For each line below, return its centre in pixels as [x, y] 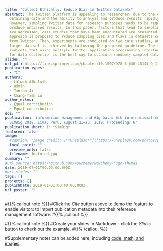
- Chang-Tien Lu [26, 95]
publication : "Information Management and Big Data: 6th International [79, 118]
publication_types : [25, 68]
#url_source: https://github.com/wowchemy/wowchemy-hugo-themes [71, 163]
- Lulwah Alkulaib [28, 82]
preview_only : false [30, 150]
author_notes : [19, 100]
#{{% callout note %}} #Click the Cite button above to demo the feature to [79, 204]
